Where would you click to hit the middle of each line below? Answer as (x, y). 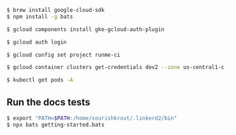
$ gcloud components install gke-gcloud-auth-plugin (86, 29)
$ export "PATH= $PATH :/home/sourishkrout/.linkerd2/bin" (92, 118)
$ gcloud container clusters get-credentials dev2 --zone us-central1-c (116, 67)
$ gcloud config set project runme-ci (63, 55)
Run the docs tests (49, 102)
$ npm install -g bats (40, 17)
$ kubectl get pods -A (40, 80)
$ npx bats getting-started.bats (56, 124)
